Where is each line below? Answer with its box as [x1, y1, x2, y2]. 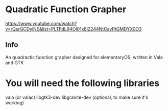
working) [5, 99, 25, 105]
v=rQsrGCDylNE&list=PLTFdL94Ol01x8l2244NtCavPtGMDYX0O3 [5, 25, 142, 32]
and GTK [5, 60, 24, 66]
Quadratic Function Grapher [5, 4, 127, 15]
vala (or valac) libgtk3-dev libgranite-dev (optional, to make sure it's [5, 94, 149, 100]
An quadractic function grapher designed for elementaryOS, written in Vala [5, 54, 163, 60]
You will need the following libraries [5, 77, 160, 89]
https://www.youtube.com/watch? [5, 20, 77, 26]
